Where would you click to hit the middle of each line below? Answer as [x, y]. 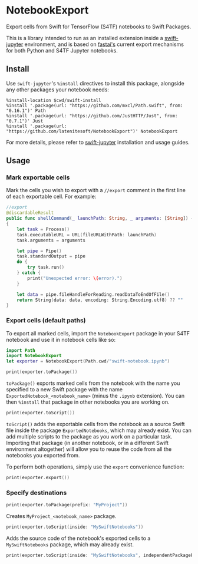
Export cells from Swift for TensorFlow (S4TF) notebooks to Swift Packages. [99, 27]
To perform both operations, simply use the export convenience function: [95, 467]
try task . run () [46, 268]
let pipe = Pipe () [39, 251]
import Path [21, 350]
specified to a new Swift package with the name [64, 390]
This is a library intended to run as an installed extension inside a [85, 38]
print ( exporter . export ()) [38, 477]
